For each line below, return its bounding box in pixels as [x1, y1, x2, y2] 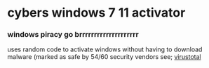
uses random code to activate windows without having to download [7, 45, 203, 53]
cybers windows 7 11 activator [7, 5, 186, 21]
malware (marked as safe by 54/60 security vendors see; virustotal [7, 53, 201, 61]
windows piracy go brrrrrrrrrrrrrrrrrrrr [7, 30, 139, 40]
